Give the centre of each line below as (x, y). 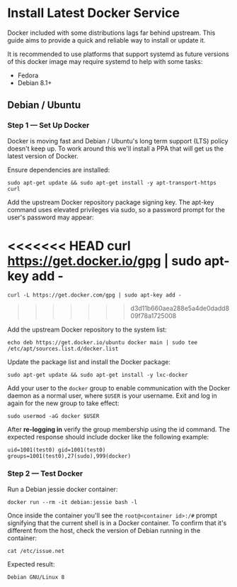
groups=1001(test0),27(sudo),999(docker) (69, 456)
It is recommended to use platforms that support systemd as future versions (118, 54)
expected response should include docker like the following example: (108, 437)
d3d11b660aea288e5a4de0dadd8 (180, 308)
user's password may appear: (51, 217)
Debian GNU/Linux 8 (36, 577)
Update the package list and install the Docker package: (89, 362)
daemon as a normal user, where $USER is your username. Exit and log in (112, 395)
